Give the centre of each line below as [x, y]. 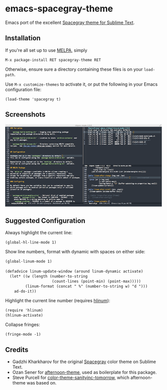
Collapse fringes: [23, 325]
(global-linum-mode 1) [29, 262]
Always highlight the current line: [39, 233]
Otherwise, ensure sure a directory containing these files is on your [74, 69]
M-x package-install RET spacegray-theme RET [53, 60]
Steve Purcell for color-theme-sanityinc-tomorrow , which [71, 378]
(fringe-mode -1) [23, 335]
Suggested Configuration [45, 221]
